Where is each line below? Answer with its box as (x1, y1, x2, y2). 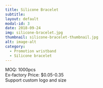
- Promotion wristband (9, 48, 56, 53)
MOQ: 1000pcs (5, 67, 36, 73)
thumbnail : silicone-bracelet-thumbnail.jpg (5, 35, 99, 40)
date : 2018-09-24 (5, 26, 41, 31)
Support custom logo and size (5, 77, 67, 83)
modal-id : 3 (5, 21, 30, 26)
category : (5, 44, 26, 49)
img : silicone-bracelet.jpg (5, 30, 63, 35)
